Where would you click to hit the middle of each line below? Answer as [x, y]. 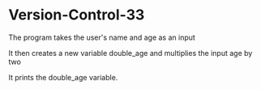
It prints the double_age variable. [63, 77]
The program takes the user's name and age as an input [102, 37]
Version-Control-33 [77, 15]
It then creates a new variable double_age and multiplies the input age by [130, 53]
